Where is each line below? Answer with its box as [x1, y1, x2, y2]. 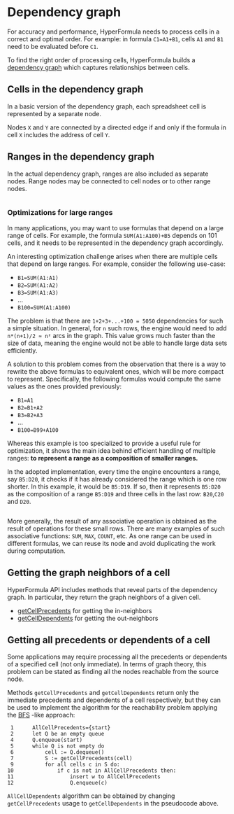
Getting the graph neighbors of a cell [7, 567, 170, 579]
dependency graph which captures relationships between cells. [7, 63, 190, 71]
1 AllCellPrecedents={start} [10, 724, 111, 731]
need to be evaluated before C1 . [7, 42, 99, 50]
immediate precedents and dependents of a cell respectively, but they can [7, 696, 221, 704]
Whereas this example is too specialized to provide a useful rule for [7, 439, 201, 447]
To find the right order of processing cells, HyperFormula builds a [7, 55, 196, 64]
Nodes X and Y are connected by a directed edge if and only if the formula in [7, 123, 227, 132]
